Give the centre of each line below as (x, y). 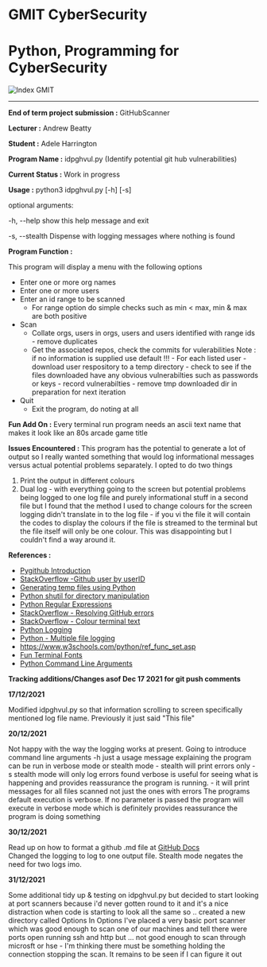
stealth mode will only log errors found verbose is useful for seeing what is (136, 775)
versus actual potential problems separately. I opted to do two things (120, 465)
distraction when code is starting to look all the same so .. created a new (127, 912)
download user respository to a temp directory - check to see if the (141, 367)
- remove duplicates (64, 342)
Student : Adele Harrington (53, 144)
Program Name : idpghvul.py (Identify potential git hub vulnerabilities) (123, 159)
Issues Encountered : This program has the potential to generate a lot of (127, 449)
